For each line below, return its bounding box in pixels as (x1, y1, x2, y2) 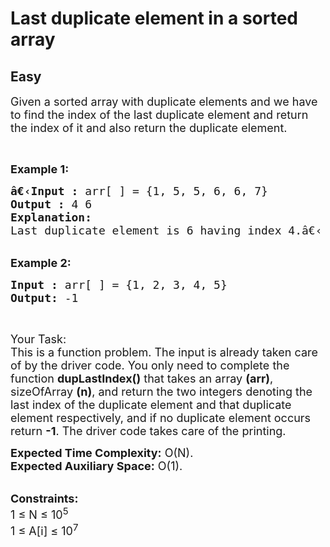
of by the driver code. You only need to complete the (10, 358, 290, 372)
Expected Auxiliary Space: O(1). (10, 459, 183, 473)
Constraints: (10, 492, 79, 506)
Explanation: (10, 210, 93, 224)
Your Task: (10, 332, 67, 346)
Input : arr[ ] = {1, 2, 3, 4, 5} (10, 278, 228, 292)
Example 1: (10, 162, 70, 176)
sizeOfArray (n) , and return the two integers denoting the (10, 385, 313, 399)
